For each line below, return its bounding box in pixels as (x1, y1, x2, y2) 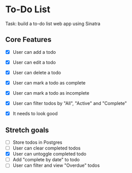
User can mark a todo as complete (12, 79, 86, 85)
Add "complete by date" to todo (12, 157, 80, 163)
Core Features (5, 35, 52, 44)
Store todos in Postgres (12, 139, 62, 145)
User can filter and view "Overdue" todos (12, 162, 100, 168)
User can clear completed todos (12, 145, 81, 152)
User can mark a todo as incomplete (12, 90, 90, 96)
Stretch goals (5, 125, 49, 134)
